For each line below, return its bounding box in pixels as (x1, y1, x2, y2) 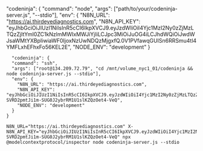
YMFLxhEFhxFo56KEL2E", (6, 43, 72, 51)
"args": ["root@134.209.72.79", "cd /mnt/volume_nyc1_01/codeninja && (11, 66, 193, 72)
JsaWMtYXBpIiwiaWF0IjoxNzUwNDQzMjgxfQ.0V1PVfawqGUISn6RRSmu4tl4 (6, 37, 197, 44)
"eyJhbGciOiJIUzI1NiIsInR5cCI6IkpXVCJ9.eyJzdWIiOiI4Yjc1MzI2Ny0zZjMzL (6, 24, 195, 31)
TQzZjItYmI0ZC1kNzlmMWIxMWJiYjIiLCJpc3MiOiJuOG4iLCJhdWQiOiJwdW (6, 31, 195, 38)
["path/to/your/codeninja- (114, 5, 178, 12)
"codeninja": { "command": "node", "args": (6, 5, 113, 12)
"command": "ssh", (11, 60, 59, 66)
